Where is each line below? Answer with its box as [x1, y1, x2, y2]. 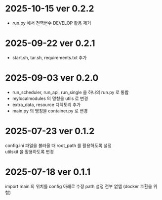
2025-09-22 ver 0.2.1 [5, 38, 95, 49]
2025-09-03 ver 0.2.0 [5, 72, 99, 84]
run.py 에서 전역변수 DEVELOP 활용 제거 [12, 20, 91, 26]
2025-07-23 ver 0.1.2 [5, 126, 95, 137]
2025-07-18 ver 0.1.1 [5, 166, 91, 177]
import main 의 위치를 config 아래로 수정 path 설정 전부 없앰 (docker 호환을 [5, 183, 152, 189]
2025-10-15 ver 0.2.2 [5, 3, 94, 14]
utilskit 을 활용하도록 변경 [5, 149, 54, 154]
